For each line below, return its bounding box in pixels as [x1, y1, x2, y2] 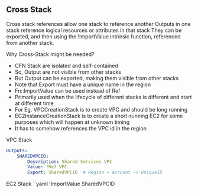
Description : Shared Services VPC [27, 159, 112, 165]
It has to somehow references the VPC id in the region [14, 125, 147, 132]
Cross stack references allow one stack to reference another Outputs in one [6, 20, 191, 27]
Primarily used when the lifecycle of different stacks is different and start [14, 93, 192, 100]
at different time [14, 100, 54, 107]
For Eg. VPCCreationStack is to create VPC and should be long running [14, 106, 188, 113]
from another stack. [6, 39, 54, 46]
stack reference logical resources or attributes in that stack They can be [6, 27, 182, 34]
